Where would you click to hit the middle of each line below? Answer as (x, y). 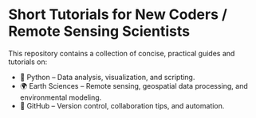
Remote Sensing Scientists (99, 31)
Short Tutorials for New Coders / (118, 15)
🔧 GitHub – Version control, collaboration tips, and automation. (122, 105)
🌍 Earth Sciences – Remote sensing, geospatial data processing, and (134, 86)
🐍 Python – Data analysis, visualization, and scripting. (107, 77)
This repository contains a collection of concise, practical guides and (122, 53)
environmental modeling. (61, 97)
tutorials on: (28, 62)
